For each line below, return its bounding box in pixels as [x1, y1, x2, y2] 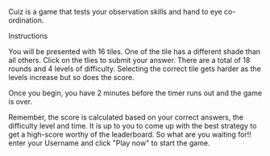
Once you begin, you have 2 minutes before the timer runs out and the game [8, 88, 263, 98]
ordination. [8, 15, 44, 25]
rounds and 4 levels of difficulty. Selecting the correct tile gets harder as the [8, 64, 262, 74]
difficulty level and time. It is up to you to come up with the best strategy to [8, 121, 257, 130]
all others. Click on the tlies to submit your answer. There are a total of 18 [8, 56, 251, 65]
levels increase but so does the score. [8, 73, 135, 82]
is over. [8, 97, 33, 106]
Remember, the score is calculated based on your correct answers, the [8, 112, 244, 122]
